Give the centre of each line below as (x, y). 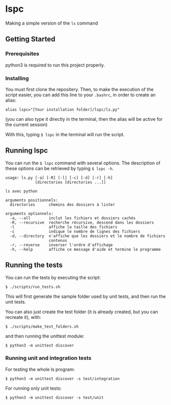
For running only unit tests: (33, 388)
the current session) (27, 124)
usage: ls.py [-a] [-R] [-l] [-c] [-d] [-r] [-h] (59, 178)
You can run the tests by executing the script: (53, 278)
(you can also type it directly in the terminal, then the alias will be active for (84, 119)
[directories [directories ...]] (70, 182)
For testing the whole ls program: (40, 369)
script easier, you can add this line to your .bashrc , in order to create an (80, 95)
